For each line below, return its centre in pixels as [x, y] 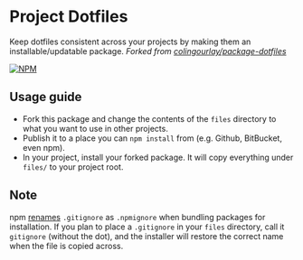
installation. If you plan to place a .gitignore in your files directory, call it [147, 227]
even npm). [43, 147]
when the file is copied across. [66, 246]
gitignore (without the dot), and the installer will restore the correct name [147, 236]
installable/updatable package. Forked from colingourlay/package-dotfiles [148, 51]
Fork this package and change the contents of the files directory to [149, 118]
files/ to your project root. [73, 167]
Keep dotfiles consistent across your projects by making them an [130, 42]
